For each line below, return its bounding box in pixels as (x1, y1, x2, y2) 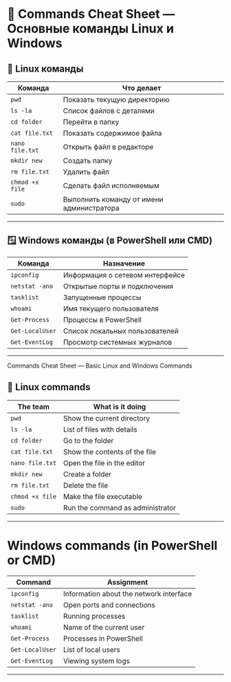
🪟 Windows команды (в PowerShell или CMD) (7, 235, 213, 246)
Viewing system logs (63, 656, 131, 665)
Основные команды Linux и (7, 21, 174, 36)
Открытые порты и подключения (63, 281, 174, 291)
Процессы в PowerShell (63, 315, 142, 324)
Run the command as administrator (63, 502, 177, 512)
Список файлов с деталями (63, 106, 155, 116)
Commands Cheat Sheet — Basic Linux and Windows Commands (7, 361, 192, 370)
